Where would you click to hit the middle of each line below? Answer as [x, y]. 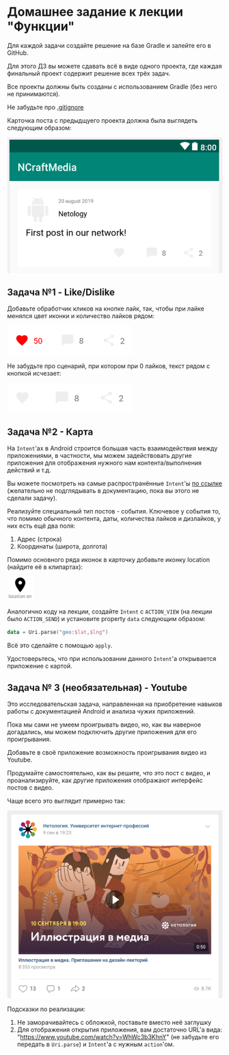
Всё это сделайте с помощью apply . [60, 646]
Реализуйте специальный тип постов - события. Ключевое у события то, [114, 511]
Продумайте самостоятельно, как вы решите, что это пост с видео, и [109, 773]
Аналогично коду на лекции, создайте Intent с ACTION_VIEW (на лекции [110, 611]
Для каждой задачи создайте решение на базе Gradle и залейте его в [109, 45]
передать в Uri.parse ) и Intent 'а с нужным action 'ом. [96, 1044]
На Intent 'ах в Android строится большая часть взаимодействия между [112, 448]
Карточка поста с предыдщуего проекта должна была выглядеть [103, 120]
